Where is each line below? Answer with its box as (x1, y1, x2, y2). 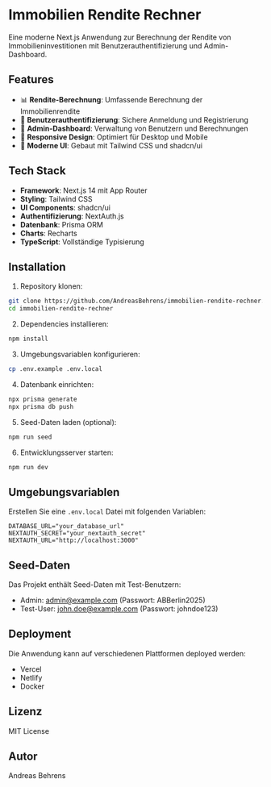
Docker (19, 681, 45, 691)
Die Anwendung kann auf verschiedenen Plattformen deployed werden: (8, 648, 246, 658)
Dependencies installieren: (19, 319, 109, 329)
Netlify (19, 672, 43, 682)
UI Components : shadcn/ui (19, 202, 111, 212)
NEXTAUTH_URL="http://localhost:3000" (8, 536, 139, 545)
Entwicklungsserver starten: (19, 448, 115, 457)
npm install (8, 335, 48, 344)
